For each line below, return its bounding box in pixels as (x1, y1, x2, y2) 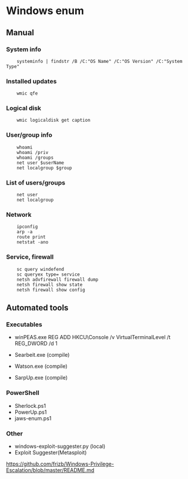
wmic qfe (16, 91, 38, 96)
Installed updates (6, 77, 57, 85)
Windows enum (6, 4, 84, 18)
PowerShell (6, 389, 39, 397)
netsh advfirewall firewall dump (16, 276, 99, 283)
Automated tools (6, 303, 69, 313)
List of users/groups (6, 178, 66, 186)
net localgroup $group (16, 165, 72, 171)
